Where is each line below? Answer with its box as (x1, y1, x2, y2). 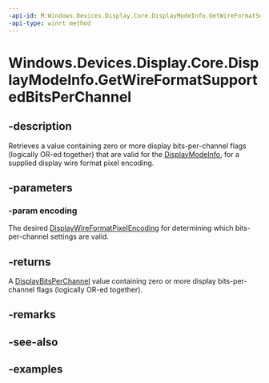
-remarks (8, 308, 56, 321)
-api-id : (8, 11, 38, 20)
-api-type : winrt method (8, 19, 91, 27)
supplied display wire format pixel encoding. (8, 158, 155, 167)
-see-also (8, 335, 58, 349)
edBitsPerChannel (8, 87, 132, 106)
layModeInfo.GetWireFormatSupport (8, 71, 258, 89)
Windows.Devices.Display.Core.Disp (8, 54, 259, 72)
